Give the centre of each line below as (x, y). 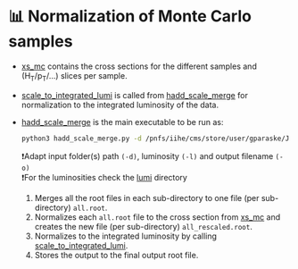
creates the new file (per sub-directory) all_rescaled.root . (144, 226)
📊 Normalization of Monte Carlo (130, 17)
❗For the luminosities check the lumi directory (104, 177)
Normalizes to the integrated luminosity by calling (126, 236)
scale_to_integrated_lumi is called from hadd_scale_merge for (135, 95)
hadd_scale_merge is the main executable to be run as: (122, 122)
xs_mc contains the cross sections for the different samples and (139, 66)
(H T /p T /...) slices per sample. (74, 76)
